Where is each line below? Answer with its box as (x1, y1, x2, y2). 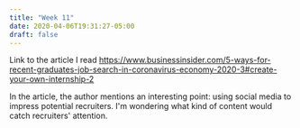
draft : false (9, 30, 59, 39)
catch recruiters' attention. (9, 110, 108, 122)
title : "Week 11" (9, 13, 75, 23)
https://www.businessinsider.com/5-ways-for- (98, 55, 272, 66)
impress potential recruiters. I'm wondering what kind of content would (9, 101, 273, 112)
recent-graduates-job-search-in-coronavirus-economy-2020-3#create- (9, 64, 277, 75)
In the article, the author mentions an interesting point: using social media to (9, 91, 292, 102)
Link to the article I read (9, 55, 97, 66)
